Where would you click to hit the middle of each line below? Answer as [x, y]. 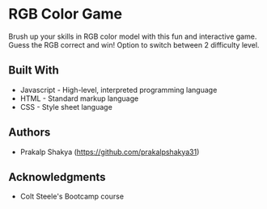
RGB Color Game [66, 14]
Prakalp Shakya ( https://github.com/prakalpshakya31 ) [110, 152]
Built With [34, 71]
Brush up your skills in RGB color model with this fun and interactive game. [133, 36]
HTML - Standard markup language [79, 98]
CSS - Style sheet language [66, 107]
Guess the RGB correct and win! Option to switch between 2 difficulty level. [134, 44]
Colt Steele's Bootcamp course [72, 196]
